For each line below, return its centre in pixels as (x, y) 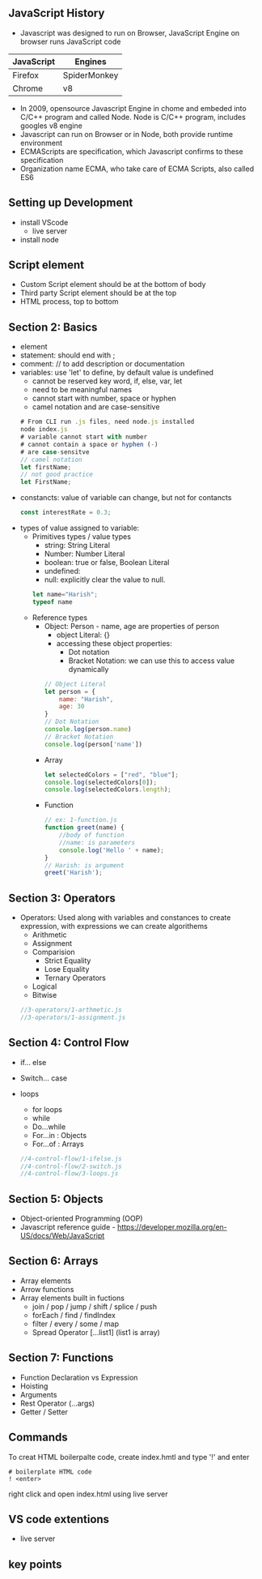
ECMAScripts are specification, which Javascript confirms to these (132, 151)
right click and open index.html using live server (88, 1494)
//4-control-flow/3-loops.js (69, 1174)
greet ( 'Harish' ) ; (73, 873)
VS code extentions (59, 1519)
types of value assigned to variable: (80, 528)
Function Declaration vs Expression (79, 1377)
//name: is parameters (97, 842)
